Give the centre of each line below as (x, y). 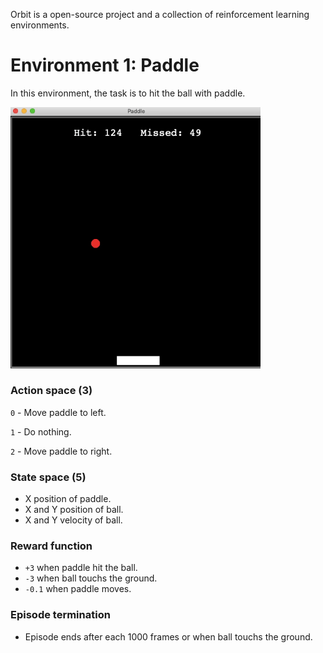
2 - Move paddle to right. (61, 451)
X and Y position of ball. (74, 510)
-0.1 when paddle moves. (78, 589)
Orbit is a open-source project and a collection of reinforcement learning (160, 14)
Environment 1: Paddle (105, 65)
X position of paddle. (68, 499)
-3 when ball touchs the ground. (91, 578)
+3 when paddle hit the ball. (81, 568)
